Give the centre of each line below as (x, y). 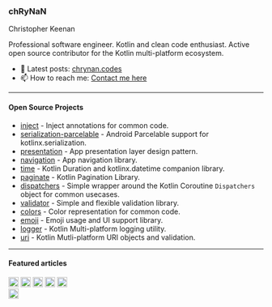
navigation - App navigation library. (79, 160)
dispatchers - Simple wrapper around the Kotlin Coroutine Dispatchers (137, 185)
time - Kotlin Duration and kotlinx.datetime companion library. (122, 168)
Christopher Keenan (42, 29)
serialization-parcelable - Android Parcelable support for (114, 134)
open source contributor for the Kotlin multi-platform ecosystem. (116, 53)
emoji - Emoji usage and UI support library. (91, 220)
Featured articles (38, 263)
